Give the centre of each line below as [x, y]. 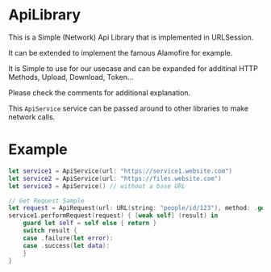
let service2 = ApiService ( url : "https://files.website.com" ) [115, 178]
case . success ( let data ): [67, 245]
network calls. [32, 117]
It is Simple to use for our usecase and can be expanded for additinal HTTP [133, 68]
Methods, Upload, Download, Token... [71, 77]
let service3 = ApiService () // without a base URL [97, 186]
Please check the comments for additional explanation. [100, 92]
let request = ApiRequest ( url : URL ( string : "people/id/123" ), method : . [133, 208]
